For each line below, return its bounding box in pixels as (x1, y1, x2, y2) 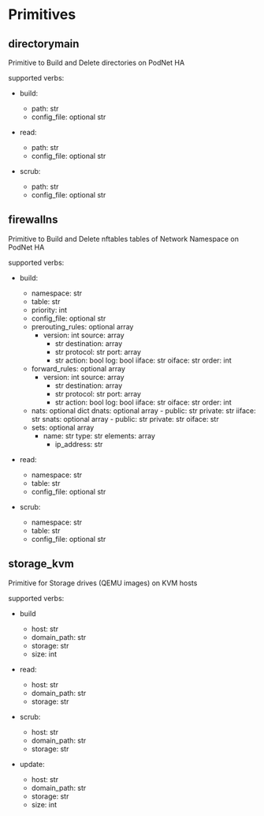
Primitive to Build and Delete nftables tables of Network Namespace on (8, 234, 239, 243)
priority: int (31, 305, 68, 314)
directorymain (8, 37, 80, 51)
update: (19, 759, 45, 769)
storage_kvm (8, 557, 75, 570)
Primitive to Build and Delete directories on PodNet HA (8, 58, 185, 67)
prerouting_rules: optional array (31, 322, 134, 331)
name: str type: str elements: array (43, 431, 156, 440)
